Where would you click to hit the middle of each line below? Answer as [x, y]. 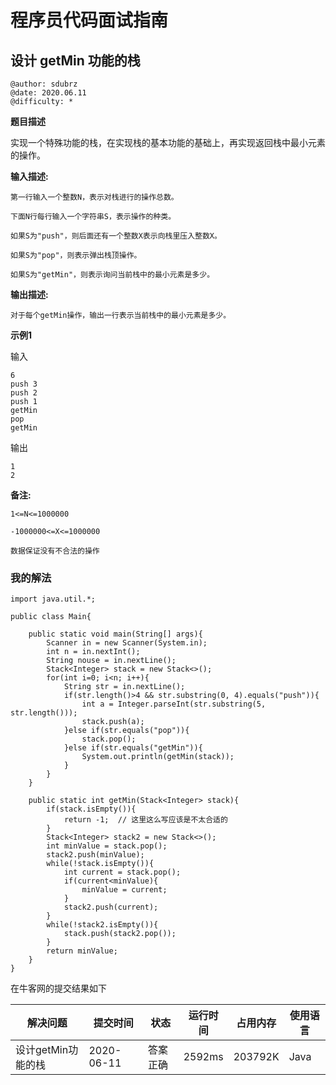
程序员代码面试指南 [89, 20]
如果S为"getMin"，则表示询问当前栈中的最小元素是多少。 [112, 275]
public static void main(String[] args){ [115, 634]
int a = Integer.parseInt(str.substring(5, [174, 704]
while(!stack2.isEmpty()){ [102, 925]
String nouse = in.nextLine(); [111, 661]
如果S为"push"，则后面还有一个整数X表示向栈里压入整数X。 [116, 236]
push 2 [24, 393]
